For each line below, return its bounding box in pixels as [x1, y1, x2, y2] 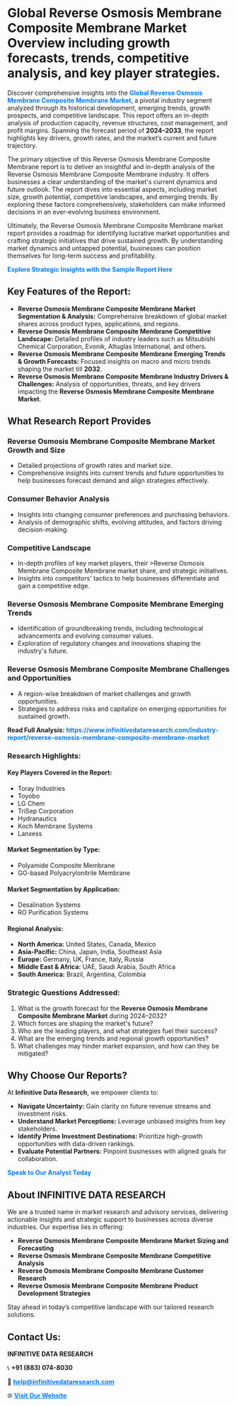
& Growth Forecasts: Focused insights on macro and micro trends [17, 357, 211, 365]
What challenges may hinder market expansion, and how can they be [17, 1041, 219, 1050]
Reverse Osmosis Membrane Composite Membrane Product [17, 1281, 198, 1290]
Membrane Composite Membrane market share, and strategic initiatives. [17, 566, 229, 575]
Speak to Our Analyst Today [7, 1168, 92, 1177]
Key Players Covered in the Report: [7, 768, 112, 777]
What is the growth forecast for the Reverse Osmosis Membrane [17, 1004, 208, 1012]
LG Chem [17, 799, 45, 808]
